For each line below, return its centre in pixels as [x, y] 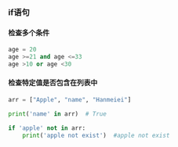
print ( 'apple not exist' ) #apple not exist [96, 135]
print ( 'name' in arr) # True [58, 114]
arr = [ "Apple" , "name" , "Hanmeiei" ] [70, 99]
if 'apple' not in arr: [47, 128]
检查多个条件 [29, 32]
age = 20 [22, 50]
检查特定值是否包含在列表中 [53, 83]
